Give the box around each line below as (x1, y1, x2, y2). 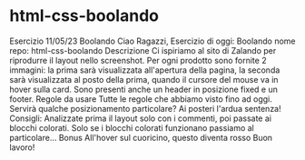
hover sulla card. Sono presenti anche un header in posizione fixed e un (9, 84, 279, 95)
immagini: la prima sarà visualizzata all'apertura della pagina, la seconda (9, 65, 280, 75)
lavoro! (9, 142, 35, 153)
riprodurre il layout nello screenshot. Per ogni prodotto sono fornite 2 (9, 55, 267, 65)
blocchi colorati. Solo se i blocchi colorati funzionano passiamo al (9, 122, 254, 133)
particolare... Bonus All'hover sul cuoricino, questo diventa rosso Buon (9, 132, 273, 143)
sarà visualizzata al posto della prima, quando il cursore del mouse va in (9, 74, 279, 85)
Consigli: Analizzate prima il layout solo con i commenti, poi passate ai (9, 113, 272, 124)
